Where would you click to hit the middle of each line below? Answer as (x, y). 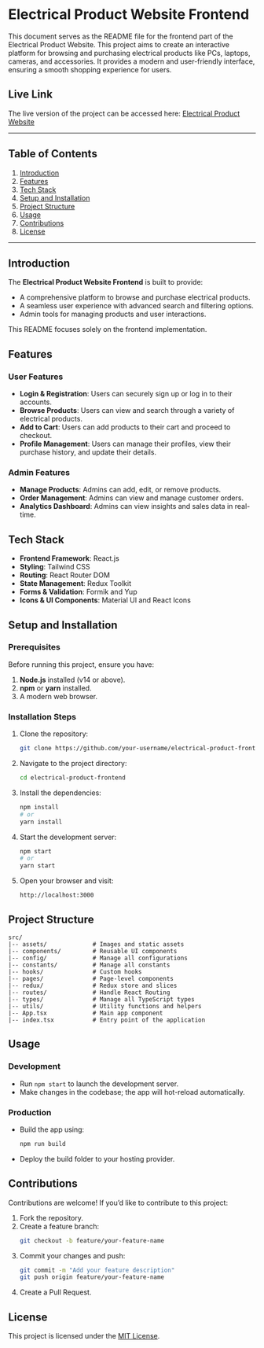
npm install (39, 807)
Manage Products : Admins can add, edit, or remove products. (120, 490)
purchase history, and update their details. (88, 452)
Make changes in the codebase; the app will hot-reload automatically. (132, 1092)
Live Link (31, 95)
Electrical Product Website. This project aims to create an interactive (119, 44)
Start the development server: (68, 837)
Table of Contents (53, 154)
